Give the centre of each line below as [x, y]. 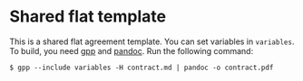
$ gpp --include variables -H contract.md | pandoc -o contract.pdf [142, 67]
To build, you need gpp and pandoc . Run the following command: [132, 50]
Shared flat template [88, 17]
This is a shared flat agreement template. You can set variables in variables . [152, 41]
